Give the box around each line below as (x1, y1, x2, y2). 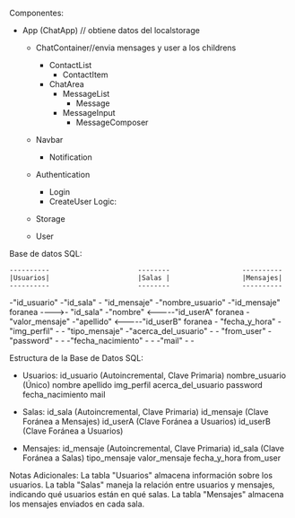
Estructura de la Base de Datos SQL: (9, 353, 143, 363)
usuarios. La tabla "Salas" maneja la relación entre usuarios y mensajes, (9, 479, 275, 490)
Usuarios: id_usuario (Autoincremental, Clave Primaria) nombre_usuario (22, 370, 287, 381)
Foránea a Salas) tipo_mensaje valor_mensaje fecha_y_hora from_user (22, 452, 282, 463)
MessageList (62, 89, 110, 99)
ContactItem (62, 69, 109, 80)
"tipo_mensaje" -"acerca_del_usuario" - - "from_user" (66, 326, 266, 336)
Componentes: (9, 8, 65, 18)
